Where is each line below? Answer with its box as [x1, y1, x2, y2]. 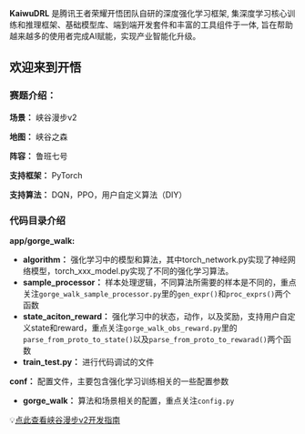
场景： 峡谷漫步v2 [9, 112, 77, 123]
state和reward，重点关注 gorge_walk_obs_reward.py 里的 [30, 322, 238, 333]
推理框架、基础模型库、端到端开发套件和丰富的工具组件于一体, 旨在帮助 [25, 19, 293, 30]
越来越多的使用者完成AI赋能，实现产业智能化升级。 [9, 31, 201, 41]
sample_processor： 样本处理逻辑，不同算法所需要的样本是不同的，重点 [22, 277, 297, 288]
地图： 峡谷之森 [9, 131, 68, 142]
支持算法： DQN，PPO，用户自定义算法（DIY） [9, 189, 188, 200]
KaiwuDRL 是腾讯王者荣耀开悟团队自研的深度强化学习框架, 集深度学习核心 [9, 8, 288, 18]
